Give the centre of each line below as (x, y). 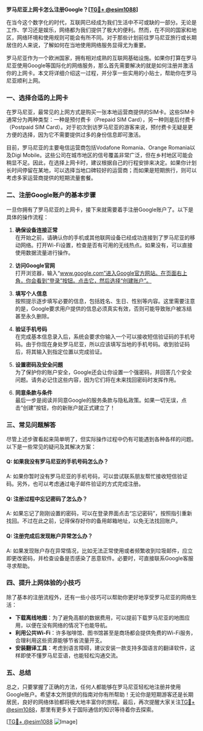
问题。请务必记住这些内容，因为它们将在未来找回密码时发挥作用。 (97, 379)
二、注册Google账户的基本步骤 (51, 195)
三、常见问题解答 (31, 425)
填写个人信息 (31, 293)
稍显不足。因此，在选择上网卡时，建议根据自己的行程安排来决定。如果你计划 (101, 163)
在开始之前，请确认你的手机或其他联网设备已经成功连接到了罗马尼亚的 (102, 237)
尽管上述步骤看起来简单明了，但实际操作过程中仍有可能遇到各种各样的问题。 (101, 439)
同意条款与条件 (34, 392)
